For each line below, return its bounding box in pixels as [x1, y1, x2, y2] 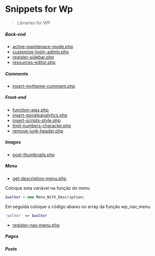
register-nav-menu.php [12, 222, 60, 228]
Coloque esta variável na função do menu [5, 185, 90, 191]
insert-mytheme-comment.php [12, 83, 76, 89]
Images [5, 139, 21, 145]
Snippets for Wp [5, 3, 73, 15]
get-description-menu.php [12, 175, 67, 181]
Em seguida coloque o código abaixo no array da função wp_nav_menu [5, 204, 151, 210]
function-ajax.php [12, 107, 49, 113]
